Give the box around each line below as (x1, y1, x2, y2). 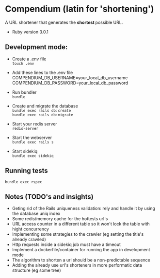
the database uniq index (12, 210, 61, 217)
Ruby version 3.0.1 (12, 29, 48, 35)
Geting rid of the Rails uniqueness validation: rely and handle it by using (12, 206, 155, 211)
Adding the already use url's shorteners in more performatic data (12, 262, 142, 268)
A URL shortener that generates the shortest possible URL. (5, 19, 123, 25)
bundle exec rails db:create (12, 108, 71, 113)
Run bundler (12, 89, 37, 95)
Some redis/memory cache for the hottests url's (12, 216, 108, 222)
